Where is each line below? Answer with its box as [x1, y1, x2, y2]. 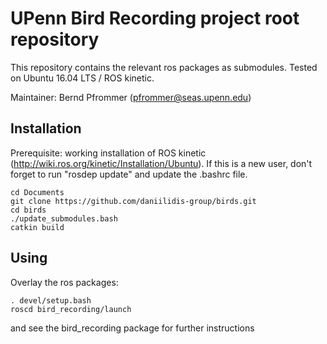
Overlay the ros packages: [10, 276, 119, 288]
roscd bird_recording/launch [10, 304, 132, 314]
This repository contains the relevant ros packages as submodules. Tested [10, 61, 318, 73]
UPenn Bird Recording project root [10, 7, 300, 30]
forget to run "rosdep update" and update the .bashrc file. [10, 168, 248, 180]
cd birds [10, 205, 47, 215]
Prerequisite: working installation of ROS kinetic [10, 147, 207, 159]
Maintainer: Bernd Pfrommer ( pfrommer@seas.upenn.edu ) [10, 91, 252, 103]
